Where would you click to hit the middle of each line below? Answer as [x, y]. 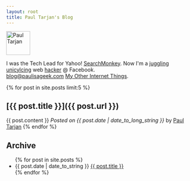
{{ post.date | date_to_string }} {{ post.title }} [69, 166]
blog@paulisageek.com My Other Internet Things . [68, 76]
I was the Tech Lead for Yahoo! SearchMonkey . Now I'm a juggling [88, 63]
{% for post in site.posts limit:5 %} [48, 88]
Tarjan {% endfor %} [32, 127]
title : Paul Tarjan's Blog [40, 17]
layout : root [22, 12]
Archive [21, 146]
